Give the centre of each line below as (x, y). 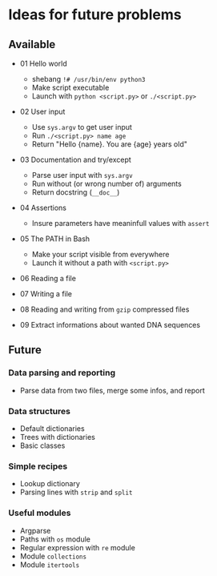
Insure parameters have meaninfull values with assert (121, 223)
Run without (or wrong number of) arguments (106, 183)
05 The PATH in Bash (55, 239)
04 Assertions (43, 207)
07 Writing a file (46, 294)
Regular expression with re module (78, 547)
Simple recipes (38, 466)
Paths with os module (55, 539)
